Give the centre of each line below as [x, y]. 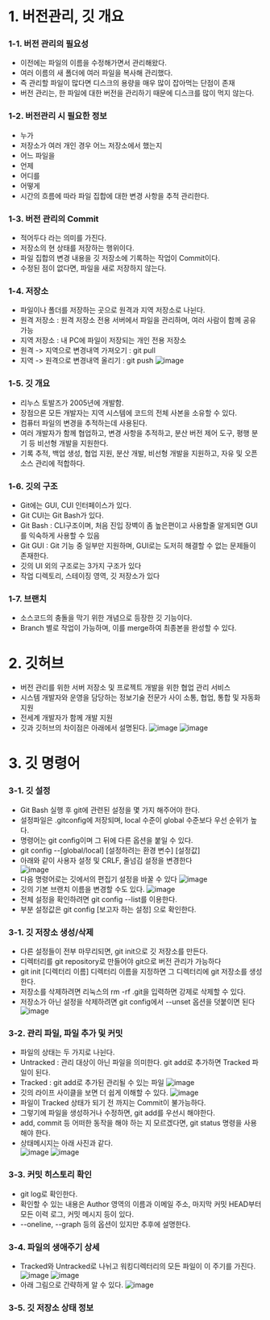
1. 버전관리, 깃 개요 [66, 17]
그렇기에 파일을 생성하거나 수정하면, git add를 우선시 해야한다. [118, 1113]
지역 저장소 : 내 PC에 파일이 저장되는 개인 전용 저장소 [103, 341]
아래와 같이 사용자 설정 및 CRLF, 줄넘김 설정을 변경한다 [106, 860]
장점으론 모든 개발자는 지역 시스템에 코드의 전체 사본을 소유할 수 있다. [129, 413]
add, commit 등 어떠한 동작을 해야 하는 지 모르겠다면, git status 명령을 [131, 1123]
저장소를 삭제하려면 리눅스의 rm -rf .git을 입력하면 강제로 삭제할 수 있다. [133, 991]
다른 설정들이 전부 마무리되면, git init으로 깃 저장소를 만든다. [114, 951]
